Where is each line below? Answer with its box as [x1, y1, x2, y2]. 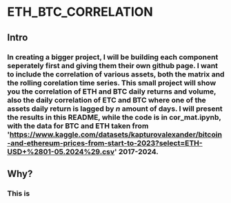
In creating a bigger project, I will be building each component [7, 52, 219, 62]
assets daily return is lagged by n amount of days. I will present [7, 104, 223, 114]
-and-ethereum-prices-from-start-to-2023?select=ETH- [7, 138, 203, 148]
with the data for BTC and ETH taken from [7, 121, 149, 131]
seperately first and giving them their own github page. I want [7, 61, 219, 70]
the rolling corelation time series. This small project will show [7, 78, 217, 87]
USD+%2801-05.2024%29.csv [7, 147, 115, 156]
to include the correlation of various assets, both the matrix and [7, 70, 225, 79]
